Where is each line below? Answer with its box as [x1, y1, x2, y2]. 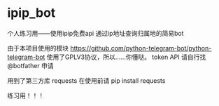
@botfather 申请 [7, 61, 54, 69]
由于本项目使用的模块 [7, 44, 69, 52]
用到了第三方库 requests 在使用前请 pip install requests [7, 76, 166, 85]
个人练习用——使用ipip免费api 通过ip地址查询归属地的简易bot [7, 29, 184, 37]
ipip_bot [7, 5, 56, 21]
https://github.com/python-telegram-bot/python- [69, 44, 212, 52]
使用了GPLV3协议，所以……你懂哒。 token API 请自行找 [46, 53, 206, 61]
